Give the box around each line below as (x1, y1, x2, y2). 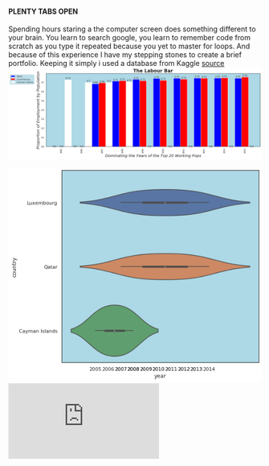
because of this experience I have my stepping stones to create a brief (8, 50, 243, 60)
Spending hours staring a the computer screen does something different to (8, 24, 256, 34)
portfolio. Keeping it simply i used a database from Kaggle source (8, 59, 225, 68)
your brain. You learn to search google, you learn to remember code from (8, 33, 251, 43)
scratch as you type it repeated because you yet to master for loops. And (8, 41, 251, 52)
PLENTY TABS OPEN (8, 6, 79, 16)
